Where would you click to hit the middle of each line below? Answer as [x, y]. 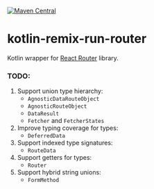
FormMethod [43, 181]
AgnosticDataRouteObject [63, 99]
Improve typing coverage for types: [68, 128]
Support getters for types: [54, 158]
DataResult [43, 114]
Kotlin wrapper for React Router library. [63, 58]
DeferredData [46, 136]
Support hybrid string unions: [59, 172]
